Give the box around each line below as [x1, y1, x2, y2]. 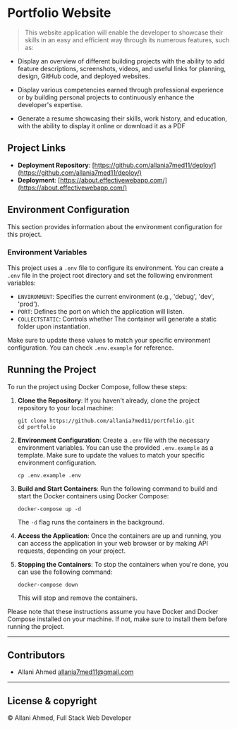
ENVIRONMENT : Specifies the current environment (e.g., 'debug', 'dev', [17, 292, 215, 300]
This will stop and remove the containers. [17, 594, 138, 602]
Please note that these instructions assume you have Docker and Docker [7, 607, 219, 615]
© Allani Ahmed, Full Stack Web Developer [7, 713, 132, 722]
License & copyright [7, 694, 97, 706]
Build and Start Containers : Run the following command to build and [17, 484, 218, 493]
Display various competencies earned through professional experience [17, 85, 224, 94]
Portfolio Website [7, 5, 111, 21]
